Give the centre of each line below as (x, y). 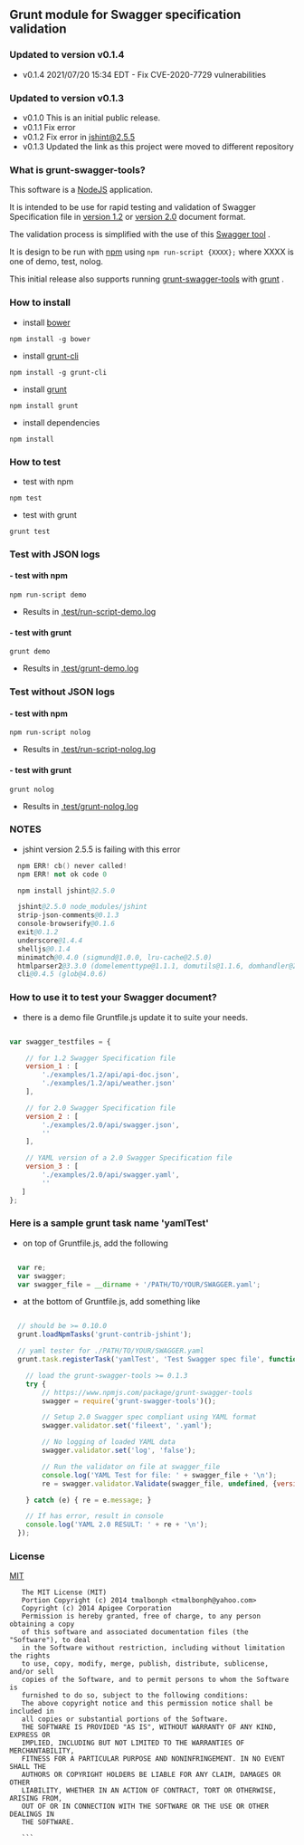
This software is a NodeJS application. (81, 190)
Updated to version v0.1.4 (67, 55)
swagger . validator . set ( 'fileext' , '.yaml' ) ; (127, 1426)
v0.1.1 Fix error (49, 127)
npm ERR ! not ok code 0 (62, 874)
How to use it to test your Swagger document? (113, 998)
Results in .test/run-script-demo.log (89, 612)
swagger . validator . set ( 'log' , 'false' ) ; (119, 1451)
